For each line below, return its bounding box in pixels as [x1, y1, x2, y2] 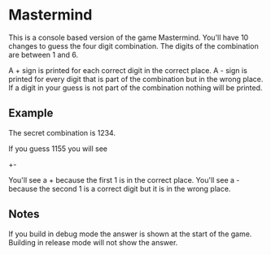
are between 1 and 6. [8, 50, 79, 59]
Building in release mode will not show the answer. [8, 237, 178, 247]
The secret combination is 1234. [8, 127, 116, 137]
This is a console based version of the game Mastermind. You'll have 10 [8, 32, 249, 42]
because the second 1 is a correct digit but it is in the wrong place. [8, 184, 231, 193]
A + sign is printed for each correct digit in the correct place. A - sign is [8, 65, 248, 75]
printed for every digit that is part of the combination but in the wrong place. [8, 74, 264, 84]
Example [8, 106, 54, 120]
